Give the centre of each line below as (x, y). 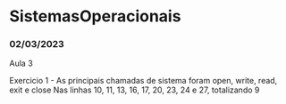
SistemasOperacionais (95, 16)
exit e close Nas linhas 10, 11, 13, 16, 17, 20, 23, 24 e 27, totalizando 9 (135, 90)
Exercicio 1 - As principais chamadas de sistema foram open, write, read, (143, 81)
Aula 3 (21, 63)
